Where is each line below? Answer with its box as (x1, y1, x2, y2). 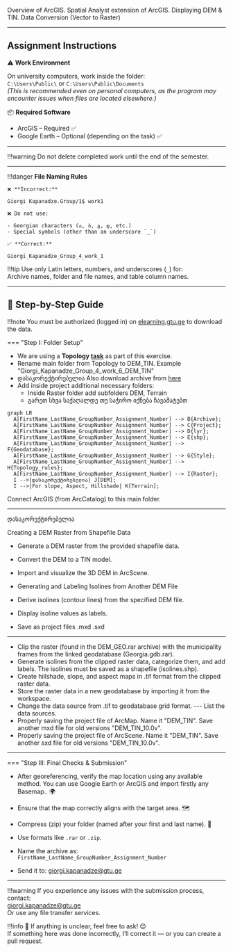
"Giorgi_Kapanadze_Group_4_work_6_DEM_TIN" (17, 366, 155, 375)
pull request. (7, 937, 43, 945)
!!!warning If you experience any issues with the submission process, (7, 886, 205, 894)
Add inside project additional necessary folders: (17, 381, 155, 389)
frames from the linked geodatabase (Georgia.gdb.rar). (17, 650, 175, 658)
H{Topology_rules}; (7, 464, 64, 471)
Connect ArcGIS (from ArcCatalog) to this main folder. (7, 494, 162, 503)
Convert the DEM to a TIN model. (17, 555, 112, 563)
